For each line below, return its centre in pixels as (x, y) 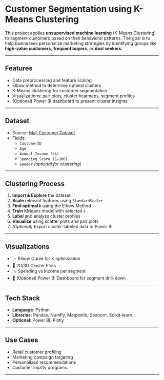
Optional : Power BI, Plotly (38, 320)
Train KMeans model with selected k (49, 211)
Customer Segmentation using (69, 9)
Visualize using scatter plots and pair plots (55, 221)
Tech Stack (22, 298)
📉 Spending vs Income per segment (49, 271)
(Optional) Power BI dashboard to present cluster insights (70, 101)
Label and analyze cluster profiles (46, 216)
